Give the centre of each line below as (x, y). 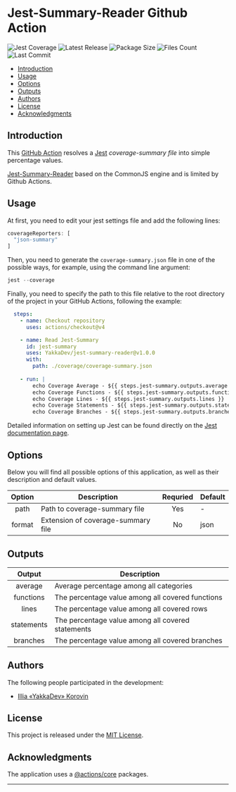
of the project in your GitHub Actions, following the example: (95, 302)
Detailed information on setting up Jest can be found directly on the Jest (112, 426)
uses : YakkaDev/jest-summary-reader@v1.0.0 (91, 353)
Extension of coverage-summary (96, 520)
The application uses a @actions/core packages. (78, 774)
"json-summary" (36, 240)
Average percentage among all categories (124, 586)
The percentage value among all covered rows (131, 609)
